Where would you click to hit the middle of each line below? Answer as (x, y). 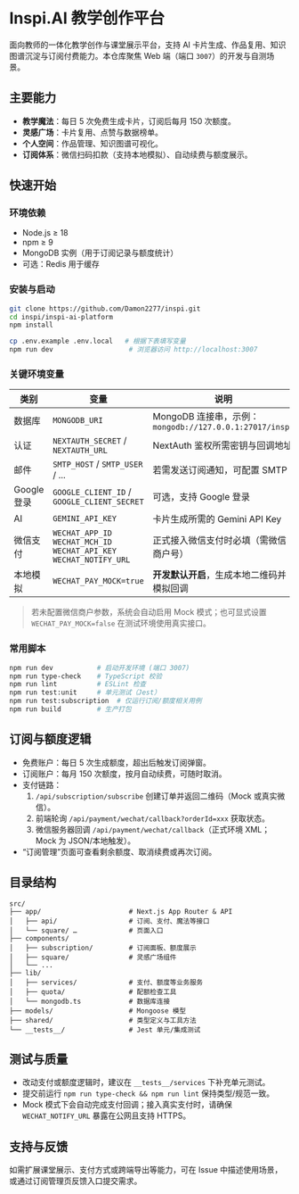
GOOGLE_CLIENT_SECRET (98, 502)
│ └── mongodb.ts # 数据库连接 (90, 1001)
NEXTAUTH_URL (81, 451)
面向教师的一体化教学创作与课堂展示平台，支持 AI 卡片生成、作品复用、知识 (148, 45)
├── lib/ (25, 973)
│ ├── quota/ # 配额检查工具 (93, 991)
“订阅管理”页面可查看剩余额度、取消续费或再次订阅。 (119, 851)
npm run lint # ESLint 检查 (78, 684)
